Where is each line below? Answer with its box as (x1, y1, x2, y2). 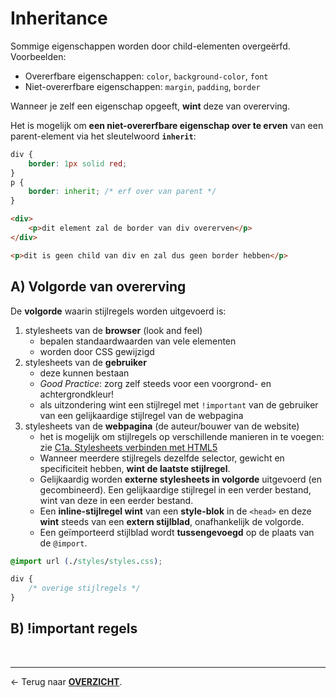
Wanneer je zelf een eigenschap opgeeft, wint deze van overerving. (10, 100, 291, 112)
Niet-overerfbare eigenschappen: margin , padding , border (24, 80, 261, 92)
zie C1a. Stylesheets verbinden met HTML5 (39, 441, 218, 453)
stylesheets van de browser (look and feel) (24, 324, 203, 336)
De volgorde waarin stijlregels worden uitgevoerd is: (10, 305, 227, 317)
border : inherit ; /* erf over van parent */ (28, 187, 217, 197)
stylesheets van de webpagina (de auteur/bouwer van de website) (24, 420, 300, 432)
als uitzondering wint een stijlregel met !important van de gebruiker (39, 398, 319, 411)
